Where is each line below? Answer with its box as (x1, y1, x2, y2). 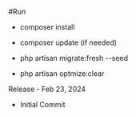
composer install (19, 22, 75, 31)
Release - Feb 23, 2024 (8, 84, 86, 94)
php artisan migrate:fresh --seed (19, 54, 129, 62)
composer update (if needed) (19, 38, 118, 47)
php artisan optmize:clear (19, 69, 105, 78)
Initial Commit (19, 100, 66, 109)
